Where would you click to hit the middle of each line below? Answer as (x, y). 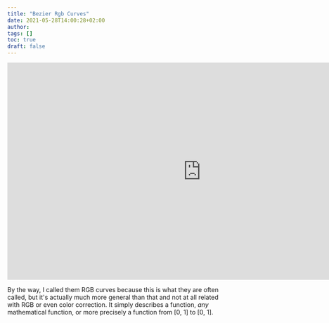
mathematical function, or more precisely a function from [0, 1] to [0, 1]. (110, 312)
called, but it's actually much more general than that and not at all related (113, 297)
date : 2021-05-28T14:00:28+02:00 (56, 20)
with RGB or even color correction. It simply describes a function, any (108, 305)
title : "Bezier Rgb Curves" (49, 14)
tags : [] (20, 33)
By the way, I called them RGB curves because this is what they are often (113, 290)
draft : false (26, 46)
